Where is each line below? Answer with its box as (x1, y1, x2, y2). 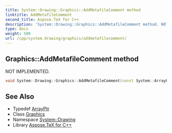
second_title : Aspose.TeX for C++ (5, 17, 79, 22)
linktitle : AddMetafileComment (5, 12, 72, 17)
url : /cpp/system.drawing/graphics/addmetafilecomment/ (5, 36, 127, 41)
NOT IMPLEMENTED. (5, 68, 50, 74)
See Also (5, 92, 34, 101)
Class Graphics (12, 111, 45, 117)
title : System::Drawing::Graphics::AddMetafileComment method (5, 7, 141, 13)
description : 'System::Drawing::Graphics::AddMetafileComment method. (5, 21, 159, 27)
